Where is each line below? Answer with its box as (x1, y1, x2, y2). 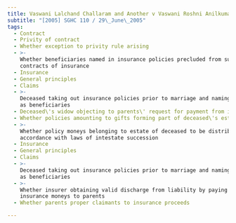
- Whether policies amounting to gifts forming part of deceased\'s (13, 114, 218, 121)
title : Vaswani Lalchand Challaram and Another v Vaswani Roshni (7, 10, 202, 18)
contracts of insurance (20, 62, 90, 69)
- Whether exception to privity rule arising (13, 43, 150, 50)
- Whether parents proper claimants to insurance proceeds (13, 199, 190, 207)
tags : (7, 23, 23, 30)
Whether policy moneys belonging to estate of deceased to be (20, 128, 206, 135)
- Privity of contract (13, 36, 80, 43)
